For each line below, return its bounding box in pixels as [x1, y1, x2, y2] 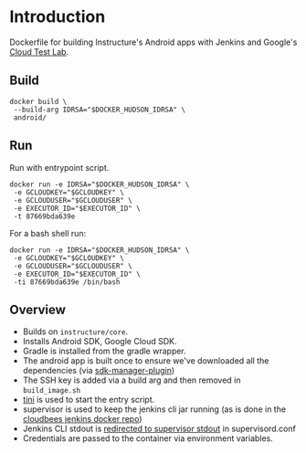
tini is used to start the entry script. [22, 395, 155, 406]
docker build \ [9, 97, 68, 106]
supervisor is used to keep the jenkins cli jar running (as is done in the [22, 404, 286, 415]
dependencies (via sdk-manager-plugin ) [22, 365, 175, 376]
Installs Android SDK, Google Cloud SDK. [22, 336, 177, 347]
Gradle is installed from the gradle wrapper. [22, 345, 187, 357]
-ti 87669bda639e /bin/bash [13, 277, 121, 287]
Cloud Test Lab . [9, 46, 69, 57]
